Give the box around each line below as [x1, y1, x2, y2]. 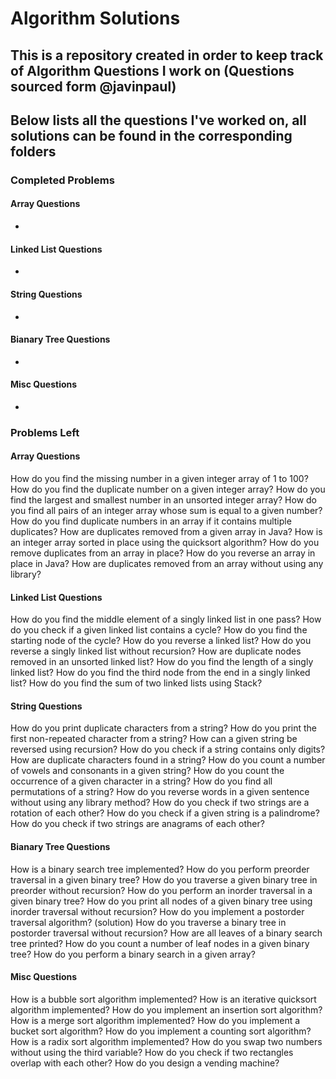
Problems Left [10, 425, 80, 439]
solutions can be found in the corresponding [10, 127, 293, 144]
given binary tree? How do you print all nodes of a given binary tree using [10, 895, 313, 907]
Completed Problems [10, 173, 115, 187]
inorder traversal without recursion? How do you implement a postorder [10, 905, 305, 917]
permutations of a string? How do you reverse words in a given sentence [10, 786, 310, 798]
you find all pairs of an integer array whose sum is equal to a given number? [10, 505, 323, 517]
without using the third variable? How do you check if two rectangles [10, 1046, 294, 1058]
